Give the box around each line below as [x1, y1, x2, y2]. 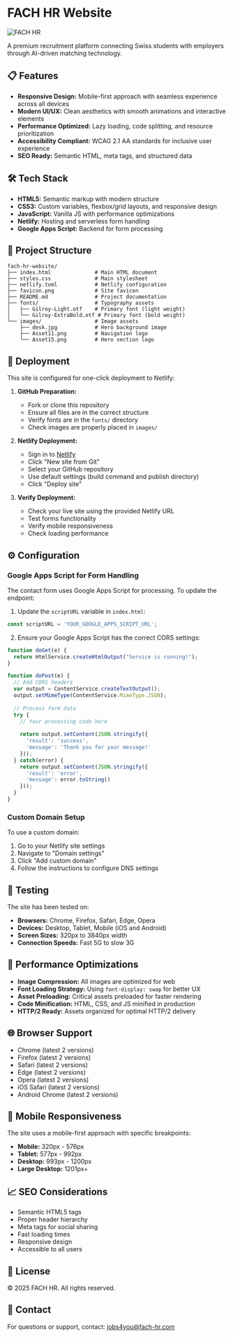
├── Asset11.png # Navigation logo [20, 330, 149, 337]
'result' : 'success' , [25, 737, 89, 744]
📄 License [7, 1265, 51, 1277]
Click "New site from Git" [27, 457, 100, 466]
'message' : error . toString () [25, 777, 111, 784]
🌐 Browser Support [7, 1027, 93, 1039]
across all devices [17, 99, 70, 108]
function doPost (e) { [7, 672, 70, 679]
